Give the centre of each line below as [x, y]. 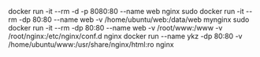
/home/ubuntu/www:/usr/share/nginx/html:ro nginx [91, 45]
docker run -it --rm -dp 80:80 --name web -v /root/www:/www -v [115, 28]
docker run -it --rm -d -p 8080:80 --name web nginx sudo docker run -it [126, 11]
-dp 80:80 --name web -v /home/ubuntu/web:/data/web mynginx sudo [134, 20]
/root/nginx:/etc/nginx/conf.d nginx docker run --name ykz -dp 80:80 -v [125, 36]
